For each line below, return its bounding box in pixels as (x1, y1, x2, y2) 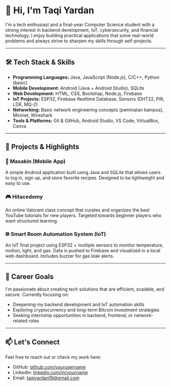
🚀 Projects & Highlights (5, 142, 79, 151)
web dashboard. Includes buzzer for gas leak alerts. (5, 253, 115, 259)
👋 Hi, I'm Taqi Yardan (5, 5, 94, 16)
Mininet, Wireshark (12, 112, 52, 118)
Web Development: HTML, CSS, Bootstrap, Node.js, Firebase (12, 90, 142, 96)
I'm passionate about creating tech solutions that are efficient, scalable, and (5, 286, 164, 292)
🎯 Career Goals (5, 273, 54, 281)
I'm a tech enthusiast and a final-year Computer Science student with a (5, 21, 155, 28)
